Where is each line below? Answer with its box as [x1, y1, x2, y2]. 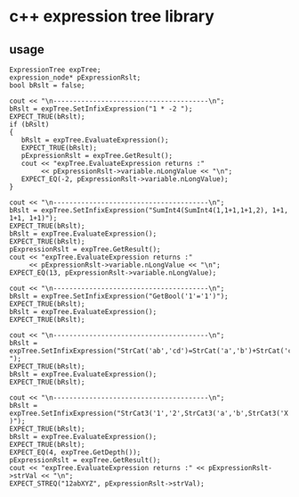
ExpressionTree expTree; [9, 65, 101, 74]
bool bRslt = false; [9, 81, 86, 90]
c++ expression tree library [9, 6, 215, 27]
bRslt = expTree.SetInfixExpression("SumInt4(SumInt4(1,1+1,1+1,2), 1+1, [9, 206, 289, 215]
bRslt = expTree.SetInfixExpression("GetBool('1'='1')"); [9, 292, 229, 301]
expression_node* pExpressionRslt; [9, 73, 141, 82]
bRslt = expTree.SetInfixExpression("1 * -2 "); [9, 104, 193, 113]
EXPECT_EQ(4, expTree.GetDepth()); [9, 448, 141, 457]
